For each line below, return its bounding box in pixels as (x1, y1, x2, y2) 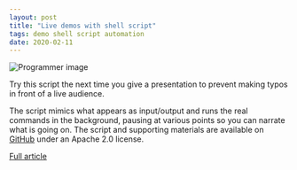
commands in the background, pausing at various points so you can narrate (9, 115, 285, 126)
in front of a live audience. (9, 89, 105, 99)
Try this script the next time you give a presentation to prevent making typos (9, 79, 288, 89)
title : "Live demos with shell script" (9, 21, 157, 30)
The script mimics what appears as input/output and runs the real (9, 105, 248, 116)
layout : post (9, 12, 58, 22)
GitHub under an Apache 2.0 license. (9, 134, 145, 144)
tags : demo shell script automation (9, 29, 145, 38)
